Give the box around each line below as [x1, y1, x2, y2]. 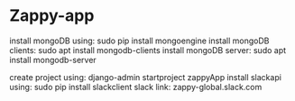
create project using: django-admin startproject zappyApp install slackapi [9, 71, 282, 82]
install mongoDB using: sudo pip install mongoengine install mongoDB [9, 35, 270, 46]
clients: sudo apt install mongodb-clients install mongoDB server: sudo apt [9, 44, 287, 55]
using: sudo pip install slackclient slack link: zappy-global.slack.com [9, 81, 263, 92]
